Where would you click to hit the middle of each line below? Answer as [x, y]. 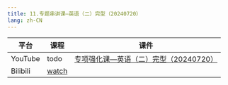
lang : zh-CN [25, 20]
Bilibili [21, 71]
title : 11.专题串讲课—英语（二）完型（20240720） [74, 14]
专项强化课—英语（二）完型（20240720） [146, 59]
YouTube [25, 58]
